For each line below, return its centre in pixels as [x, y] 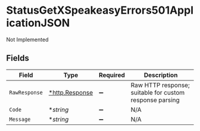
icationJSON [38, 23]
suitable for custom [158, 92]
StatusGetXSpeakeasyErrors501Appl [100, 10]
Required [112, 75]
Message [20, 119]
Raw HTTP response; [160, 85]
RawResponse [26, 92]
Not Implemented [27, 39]
